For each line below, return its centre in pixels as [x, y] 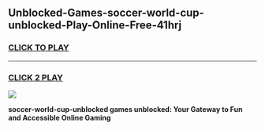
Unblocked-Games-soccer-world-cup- [106, 13]
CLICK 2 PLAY [35, 77]
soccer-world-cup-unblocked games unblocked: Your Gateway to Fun [125, 109]
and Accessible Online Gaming [60, 117]
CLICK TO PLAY [39, 48]
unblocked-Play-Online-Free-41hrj [95, 26]
